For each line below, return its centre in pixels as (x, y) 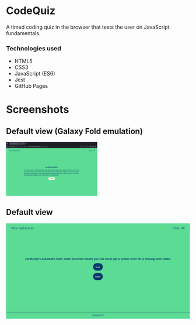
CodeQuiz (31, 11)
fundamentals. (23, 33)
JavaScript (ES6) (35, 74)
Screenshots (38, 110)
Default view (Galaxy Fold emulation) (74, 131)
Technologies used (34, 48)
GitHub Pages (31, 86)
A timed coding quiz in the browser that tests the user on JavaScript (88, 27)
